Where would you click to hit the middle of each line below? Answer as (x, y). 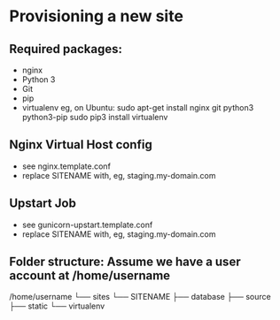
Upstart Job (43, 204)
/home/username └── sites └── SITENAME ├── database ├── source (140, 297)
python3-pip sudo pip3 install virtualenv (95, 117)
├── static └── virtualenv (57, 306)
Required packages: (66, 49)
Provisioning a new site (97, 16)
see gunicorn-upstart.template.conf (87, 225)
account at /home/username (90, 276)
